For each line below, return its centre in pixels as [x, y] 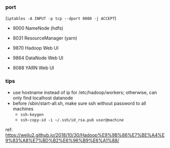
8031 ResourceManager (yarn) [45, 38]
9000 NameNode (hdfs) [38, 28]
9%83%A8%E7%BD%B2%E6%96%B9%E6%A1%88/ [62, 140]
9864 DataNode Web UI [38, 58]
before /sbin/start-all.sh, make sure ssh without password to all [79, 103]
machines [23, 109]
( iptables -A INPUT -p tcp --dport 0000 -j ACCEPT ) [61, 18]
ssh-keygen [32, 114]
